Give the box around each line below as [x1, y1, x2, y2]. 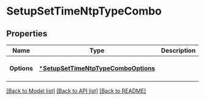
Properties [6, 28, 48, 39]
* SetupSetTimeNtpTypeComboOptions [38, 64, 156, 72]
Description [160, 47, 196, 55]
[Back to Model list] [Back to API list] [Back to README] [6, 87, 146, 95]
